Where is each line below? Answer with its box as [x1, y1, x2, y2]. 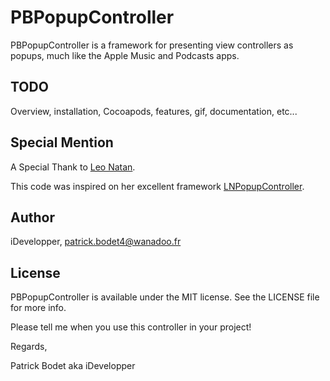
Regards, [10, 341, 48, 353]
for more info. [10, 302, 67, 314]
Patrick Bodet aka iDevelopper [10, 360, 136, 372]
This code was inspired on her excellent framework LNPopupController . [10, 180, 305, 192]
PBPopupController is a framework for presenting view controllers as [10, 39, 294, 51]
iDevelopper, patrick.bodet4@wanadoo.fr [10, 236, 182, 248]
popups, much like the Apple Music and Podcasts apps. [10, 49, 240, 61]
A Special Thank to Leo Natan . [10, 161, 136, 173]
